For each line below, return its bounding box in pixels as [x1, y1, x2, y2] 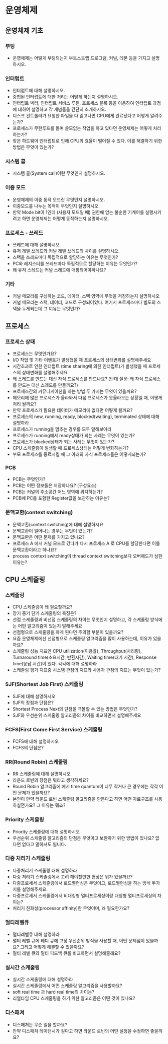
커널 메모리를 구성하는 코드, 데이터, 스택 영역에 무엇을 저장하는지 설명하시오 [12, 293, 160, 299]
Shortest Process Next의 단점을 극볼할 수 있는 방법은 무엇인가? [12, 706, 138, 712]
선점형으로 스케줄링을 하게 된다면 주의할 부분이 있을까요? [12, 629, 124, 635]
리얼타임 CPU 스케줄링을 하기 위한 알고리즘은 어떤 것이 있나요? [12, 995, 135, 1001]
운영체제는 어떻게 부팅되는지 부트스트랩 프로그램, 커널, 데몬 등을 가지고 [12, 55, 150, 61]
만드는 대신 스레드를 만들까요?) [18, 382, 79, 388]
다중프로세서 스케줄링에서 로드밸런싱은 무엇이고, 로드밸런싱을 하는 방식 [12, 880, 151, 886]
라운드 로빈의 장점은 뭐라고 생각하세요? [12, 777, 89, 783]
